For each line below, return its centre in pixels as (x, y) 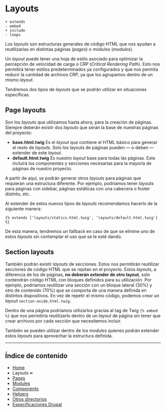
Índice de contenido (36, 356)
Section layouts (30, 252)
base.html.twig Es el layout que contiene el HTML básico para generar (85, 142)
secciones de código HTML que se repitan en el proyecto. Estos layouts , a (81, 269)
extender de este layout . (37, 153)
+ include (15, 30)
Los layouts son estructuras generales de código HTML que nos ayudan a (80, 44)
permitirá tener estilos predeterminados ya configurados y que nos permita (82, 69)
